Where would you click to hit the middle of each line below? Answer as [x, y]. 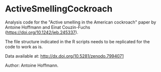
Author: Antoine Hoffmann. [32, 65]
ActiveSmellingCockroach [59, 9]
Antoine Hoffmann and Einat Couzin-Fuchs [48, 27]
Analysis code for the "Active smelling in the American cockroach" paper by [80, 22]
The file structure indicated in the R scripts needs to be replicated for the [77, 41]
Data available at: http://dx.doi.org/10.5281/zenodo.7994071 [65, 56]
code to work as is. [24, 47]
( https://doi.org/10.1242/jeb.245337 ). [42, 32]
